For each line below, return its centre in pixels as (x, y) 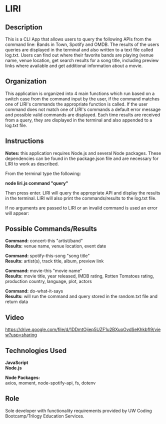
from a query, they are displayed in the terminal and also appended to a (79, 120)
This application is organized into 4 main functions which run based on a (80, 93)
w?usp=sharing (21, 335)
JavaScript (17, 362)
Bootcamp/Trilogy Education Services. (45, 416)
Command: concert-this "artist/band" (44, 241)
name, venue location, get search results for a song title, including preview (82, 60)
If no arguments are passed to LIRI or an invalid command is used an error (81, 207)
